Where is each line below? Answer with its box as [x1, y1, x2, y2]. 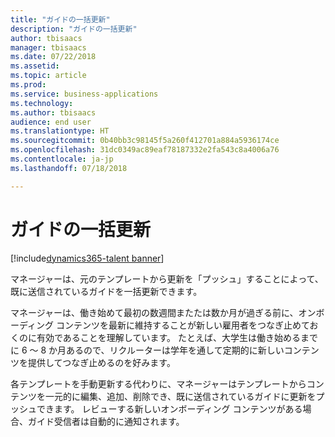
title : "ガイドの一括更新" [10, 14, 111, 25]
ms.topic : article [10, 71, 87, 81]
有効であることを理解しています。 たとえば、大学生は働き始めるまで [36, 331, 318, 343]
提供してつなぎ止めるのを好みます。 [27, 356, 176, 368]
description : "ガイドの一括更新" [10, 24, 138, 34]
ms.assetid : [10, 61, 60, 71]
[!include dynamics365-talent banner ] [10, 252, 165, 264]
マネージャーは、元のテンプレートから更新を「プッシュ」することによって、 [10, 272, 324, 285]
